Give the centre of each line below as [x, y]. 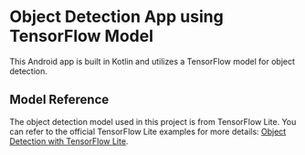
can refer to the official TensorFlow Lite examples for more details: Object [148, 131]
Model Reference [59, 100]
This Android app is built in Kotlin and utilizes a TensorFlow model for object [152, 61]
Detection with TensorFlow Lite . [69, 141]
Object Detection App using [116, 17]
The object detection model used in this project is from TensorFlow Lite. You [153, 121]
